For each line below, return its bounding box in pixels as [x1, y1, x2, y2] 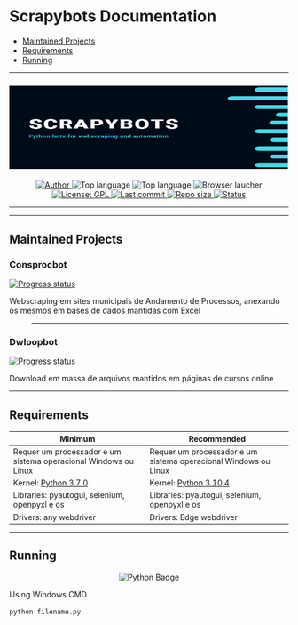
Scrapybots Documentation [9, 6, 217, 27]
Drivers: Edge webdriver [149, 511, 238, 522]
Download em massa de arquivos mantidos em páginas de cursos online [9, 373, 274, 384]
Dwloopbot [9, 335, 58, 348]
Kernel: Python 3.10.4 [149, 477, 231, 488]
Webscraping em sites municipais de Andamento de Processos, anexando [9, 295, 281, 306]
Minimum [59, 433, 96, 444]
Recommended [188, 433, 247, 444]
